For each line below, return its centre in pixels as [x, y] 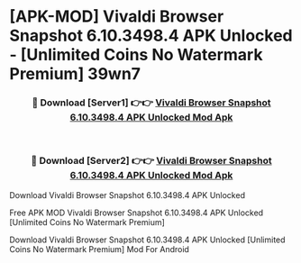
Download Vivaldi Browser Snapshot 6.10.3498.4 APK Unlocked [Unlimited [147, 240]
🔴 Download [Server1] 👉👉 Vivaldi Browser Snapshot [151, 103]
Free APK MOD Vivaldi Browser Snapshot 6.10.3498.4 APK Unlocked [137, 213]
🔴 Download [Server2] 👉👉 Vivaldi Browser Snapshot [151, 161]
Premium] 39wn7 [75, 74]
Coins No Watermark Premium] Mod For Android [99, 249]
